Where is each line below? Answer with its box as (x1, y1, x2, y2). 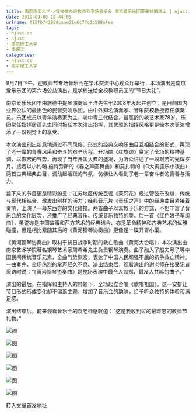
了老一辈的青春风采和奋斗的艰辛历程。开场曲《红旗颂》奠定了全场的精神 (6, 149, 180, 156)
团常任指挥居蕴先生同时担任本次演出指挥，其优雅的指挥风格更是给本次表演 (6, 121, 185, 129)
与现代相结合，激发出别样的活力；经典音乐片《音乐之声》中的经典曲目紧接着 (6, 197, 190, 205)
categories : (6, 52, 35, 58)
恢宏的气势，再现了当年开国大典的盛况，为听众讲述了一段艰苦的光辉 (21, 156, 185, 163)
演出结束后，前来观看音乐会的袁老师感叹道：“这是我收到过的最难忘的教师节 (6, 308, 188, 315)
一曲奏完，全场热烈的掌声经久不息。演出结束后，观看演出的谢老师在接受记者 (6, 261, 190, 268)
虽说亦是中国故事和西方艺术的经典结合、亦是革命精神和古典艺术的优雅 (18, 219, 188, 226)
